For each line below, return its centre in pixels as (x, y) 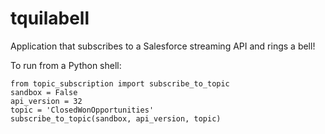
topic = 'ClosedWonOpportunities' (82, 110)
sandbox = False (44, 92)
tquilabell (50, 18)
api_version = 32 (46, 101)
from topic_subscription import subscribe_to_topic (120, 83)
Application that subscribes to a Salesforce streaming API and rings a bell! (163, 46)
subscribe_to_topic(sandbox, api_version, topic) (116, 118)
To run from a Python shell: (66, 65)
